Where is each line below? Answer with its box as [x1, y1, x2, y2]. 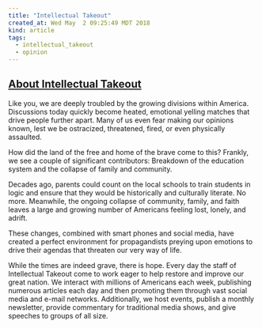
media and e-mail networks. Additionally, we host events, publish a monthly [8, 294, 255, 303]
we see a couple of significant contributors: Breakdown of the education [8, 156, 244, 165]
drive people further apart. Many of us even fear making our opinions [8, 115, 234, 125]
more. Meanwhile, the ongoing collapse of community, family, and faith [8, 196, 240, 205]
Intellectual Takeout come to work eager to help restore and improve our [8, 269, 244, 278]
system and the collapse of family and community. [8, 164, 173, 174]
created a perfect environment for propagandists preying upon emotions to [8, 236, 253, 246]
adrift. [8, 213, 28, 222]
